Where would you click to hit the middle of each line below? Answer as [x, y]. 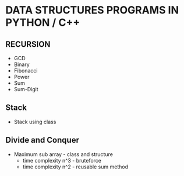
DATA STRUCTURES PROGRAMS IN [92, 10]
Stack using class [35, 122]
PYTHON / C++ [43, 23]
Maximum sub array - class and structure [63, 154]
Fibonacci [26, 70]
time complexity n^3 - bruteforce [62, 160]
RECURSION [28, 44]
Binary [22, 64]
